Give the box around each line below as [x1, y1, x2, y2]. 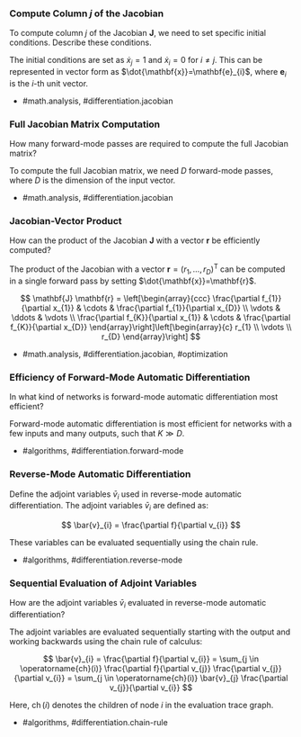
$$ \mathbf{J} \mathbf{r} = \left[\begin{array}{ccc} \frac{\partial [20, 292, 261, 303]
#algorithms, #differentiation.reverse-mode [22, 554, 182, 565]
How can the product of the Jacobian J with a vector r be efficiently [9, 235, 261, 246]
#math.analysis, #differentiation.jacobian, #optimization [22, 348, 228, 359]
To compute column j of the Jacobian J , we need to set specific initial [9, 28, 267, 39]
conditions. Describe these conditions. [9, 37, 152, 48]
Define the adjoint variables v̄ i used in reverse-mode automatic [9, 489, 243, 501]
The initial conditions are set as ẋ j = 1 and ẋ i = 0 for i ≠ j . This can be [9, 55, 263, 67]
